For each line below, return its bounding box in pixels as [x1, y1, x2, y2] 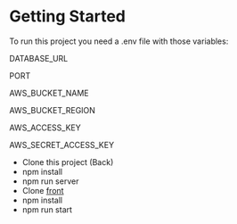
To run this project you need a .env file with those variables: [9, 36, 229, 46]
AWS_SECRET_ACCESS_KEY [9, 139, 114, 150]
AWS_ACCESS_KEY [9, 122, 82, 133]
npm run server [21, 176, 79, 187]
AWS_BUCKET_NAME [9, 87, 89, 98]
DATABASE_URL [9, 53, 69, 63]
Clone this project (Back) [21, 156, 114, 167]
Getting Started [9, 6, 127, 27]
